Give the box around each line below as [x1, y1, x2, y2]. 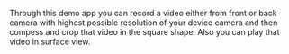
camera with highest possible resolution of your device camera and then [9, 17, 278, 28]
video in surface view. [9, 36, 91, 47]
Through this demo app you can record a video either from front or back [9, 8, 277, 18]
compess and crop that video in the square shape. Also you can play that [9, 27, 281, 37]
